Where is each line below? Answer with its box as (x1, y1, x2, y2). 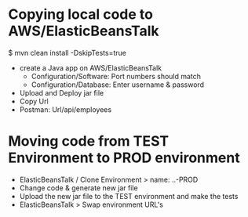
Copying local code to (8, 5, 153, 24)
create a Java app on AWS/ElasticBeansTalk (19, 63, 162, 72)
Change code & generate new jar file (19, 183, 139, 193)
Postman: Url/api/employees (19, 104, 112, 114)
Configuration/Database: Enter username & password (31, 80, 205, 89)
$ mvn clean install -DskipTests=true (8, 48, 127, 57)
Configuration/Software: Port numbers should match (31, 71, 202, 81)
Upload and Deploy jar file (19, 88, 104, 97)
